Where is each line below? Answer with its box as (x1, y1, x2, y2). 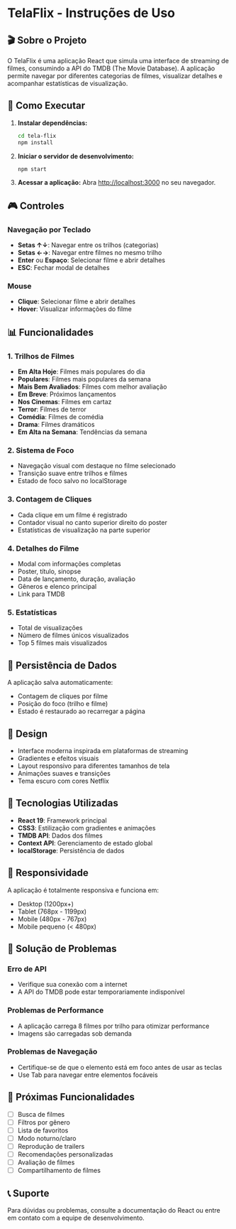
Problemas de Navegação (7, 1046, 98, 1056)
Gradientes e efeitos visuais (17, 754, 99, 762)
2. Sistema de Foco (7, 445, 74, 455)
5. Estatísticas (7, 607, 57, 617)
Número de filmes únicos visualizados (17, 631, 129, 640)
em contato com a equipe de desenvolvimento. (7, 1213, 145, 1222)
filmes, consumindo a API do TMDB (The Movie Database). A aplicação (7, 64, 215, 72)
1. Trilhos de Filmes (7, 351, 74, 361)
